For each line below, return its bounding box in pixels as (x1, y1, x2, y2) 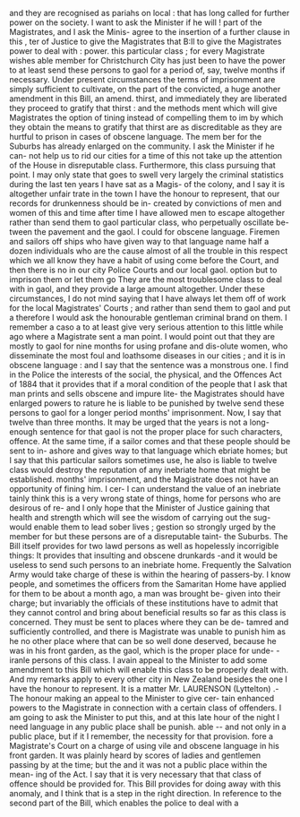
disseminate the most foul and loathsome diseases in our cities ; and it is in (9, 350, 286, 361)
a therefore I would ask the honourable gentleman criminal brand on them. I (9, 313, 287, 322)
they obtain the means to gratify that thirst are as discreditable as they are (9, 122, 282, 133)
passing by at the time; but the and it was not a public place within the (9, 760, 268, 770)
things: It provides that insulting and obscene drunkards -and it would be (9, 550, 278, 561)
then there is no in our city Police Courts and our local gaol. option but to (9, 264, 278, 275)
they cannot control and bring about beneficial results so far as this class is (9, 607, 287, 617)
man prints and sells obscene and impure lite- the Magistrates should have (9, 389, 285, 399)
